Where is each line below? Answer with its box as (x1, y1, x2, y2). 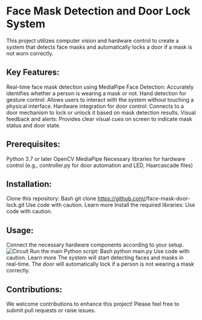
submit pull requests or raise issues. (6, 307, 96, 314)
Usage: (6, 225, 34, 236)
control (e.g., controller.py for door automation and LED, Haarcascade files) (6, 162, 193, 169)
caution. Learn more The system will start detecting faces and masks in (6, 254, 184, 262)
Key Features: (6, 67, 60, 78)
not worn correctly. (6, 49, 54, 57)
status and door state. (6, 122, 61, 129)
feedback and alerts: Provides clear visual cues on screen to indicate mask (6, 115, 192, 122)
